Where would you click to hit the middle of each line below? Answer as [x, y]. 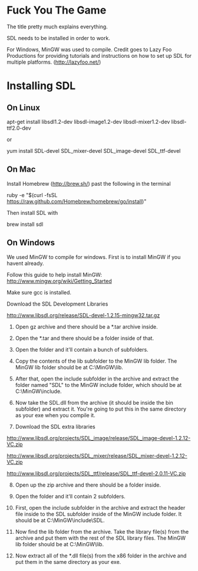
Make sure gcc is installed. [39, 292]
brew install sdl [25, 224]
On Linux [24, 108]
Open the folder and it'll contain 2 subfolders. [70, 496]
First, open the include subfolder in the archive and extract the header [100, 507]
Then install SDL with [32, 212]
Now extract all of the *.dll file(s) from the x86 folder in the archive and [101, 556]
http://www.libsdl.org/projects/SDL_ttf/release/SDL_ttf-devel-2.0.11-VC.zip [96, 473]
